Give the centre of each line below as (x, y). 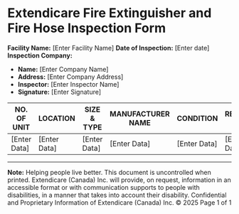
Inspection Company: (40, 55)
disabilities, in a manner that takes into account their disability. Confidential (117, 195)
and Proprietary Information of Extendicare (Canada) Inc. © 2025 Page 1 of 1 (119, 202)
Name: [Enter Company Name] (63, 69)
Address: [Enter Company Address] (70, 77)
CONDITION (197, 118)
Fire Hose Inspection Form (86, 28)
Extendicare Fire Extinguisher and (110, 13)
